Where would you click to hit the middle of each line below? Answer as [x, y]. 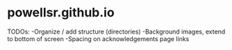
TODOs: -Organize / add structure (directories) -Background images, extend [116, 32]
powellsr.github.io [61, 13]
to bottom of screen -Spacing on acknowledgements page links [98, 38]
